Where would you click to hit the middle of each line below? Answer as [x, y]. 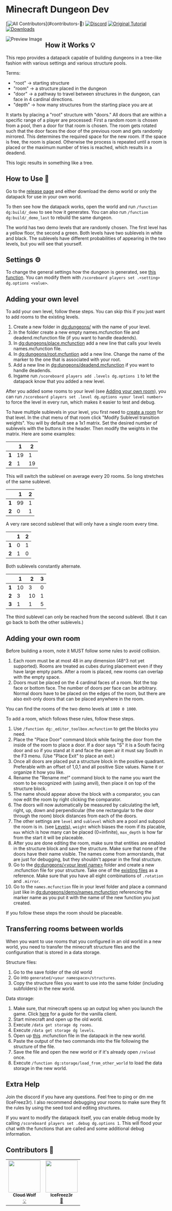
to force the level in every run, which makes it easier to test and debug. [81, 402]
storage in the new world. [40, 1068]
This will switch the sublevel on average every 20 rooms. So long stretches [85, 476]
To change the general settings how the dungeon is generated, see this [81, 272]
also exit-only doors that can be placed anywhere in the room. [79, 699]
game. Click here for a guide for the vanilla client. [65, 1014]
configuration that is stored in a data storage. [53, 952]
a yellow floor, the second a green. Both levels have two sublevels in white [84, 233]
